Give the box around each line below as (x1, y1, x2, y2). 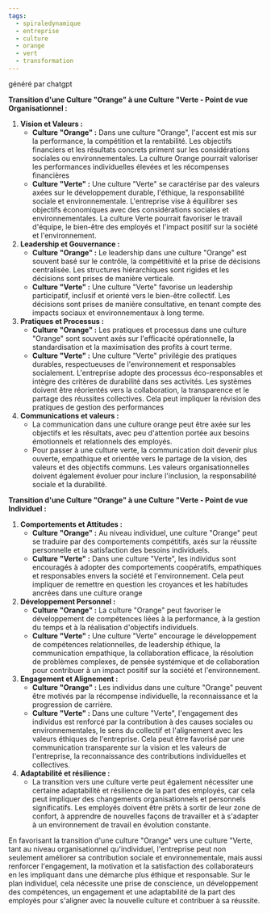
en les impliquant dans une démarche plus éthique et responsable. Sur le (8, 869, 251, 879)
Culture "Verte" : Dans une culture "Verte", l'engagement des (31, 708, 239, 717)
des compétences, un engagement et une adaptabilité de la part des (8, 886, 236, 897)
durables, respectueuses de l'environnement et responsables (31, 359, 236, 368)
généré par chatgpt (8, 78, 73, 89)
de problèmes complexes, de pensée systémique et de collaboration (31, 656, 260, 667)
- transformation (15, 57, 74, 65)
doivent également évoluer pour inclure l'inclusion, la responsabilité (31, 470, 256, 481)
